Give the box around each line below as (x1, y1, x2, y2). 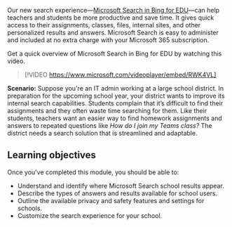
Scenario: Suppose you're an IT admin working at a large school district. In (7, 84, 224, 92)
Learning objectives (7, 149, 97, 161)
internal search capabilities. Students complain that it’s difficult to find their (7, 99, 224, 108)
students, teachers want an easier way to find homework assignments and (7, 114, 222, 122)
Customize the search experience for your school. (17, 211, 163, 220)
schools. (17, 204, 43, 212)
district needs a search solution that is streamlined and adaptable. (7, 129, 198, 137)
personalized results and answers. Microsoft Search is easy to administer (7, 28, 219, 37)
